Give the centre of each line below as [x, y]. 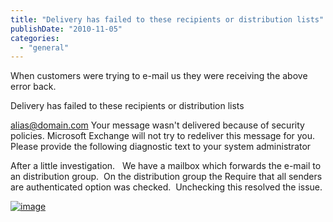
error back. [33, 87]
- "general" [44, 47]
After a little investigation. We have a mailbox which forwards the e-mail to [166, 166]
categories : [35, 38]
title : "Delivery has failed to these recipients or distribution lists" [167, 19]
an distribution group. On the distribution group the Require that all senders [166, 177]
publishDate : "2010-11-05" [66, 29]
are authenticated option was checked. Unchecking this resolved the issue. [166, 187]
